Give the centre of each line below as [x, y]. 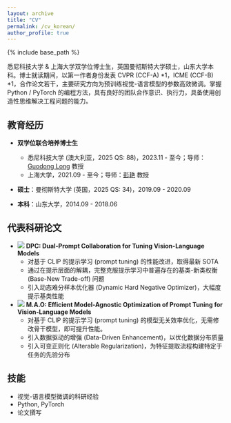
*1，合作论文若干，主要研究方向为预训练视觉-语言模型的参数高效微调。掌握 [114, 84]
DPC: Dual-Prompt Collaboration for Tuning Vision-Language [115, 246]
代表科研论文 [34, 228]
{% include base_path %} [43, 52]
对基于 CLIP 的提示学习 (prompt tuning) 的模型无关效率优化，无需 [120, 320]
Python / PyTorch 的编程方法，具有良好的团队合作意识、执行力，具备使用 [111, 92]
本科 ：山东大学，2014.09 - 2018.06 [67, 204]
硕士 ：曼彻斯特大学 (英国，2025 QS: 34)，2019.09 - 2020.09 [104, 190]
